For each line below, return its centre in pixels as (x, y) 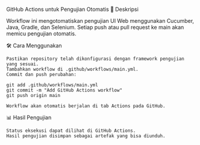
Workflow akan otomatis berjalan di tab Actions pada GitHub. (86, 106)
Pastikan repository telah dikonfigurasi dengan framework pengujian (95, 59)
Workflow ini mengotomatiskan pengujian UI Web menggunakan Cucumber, (100, 21)
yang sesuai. (23, 64)
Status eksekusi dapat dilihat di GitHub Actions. (71, 131)
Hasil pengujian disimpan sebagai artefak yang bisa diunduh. (86, 136)
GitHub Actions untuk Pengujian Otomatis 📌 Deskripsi (72, 9)
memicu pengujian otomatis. (41, 34)
